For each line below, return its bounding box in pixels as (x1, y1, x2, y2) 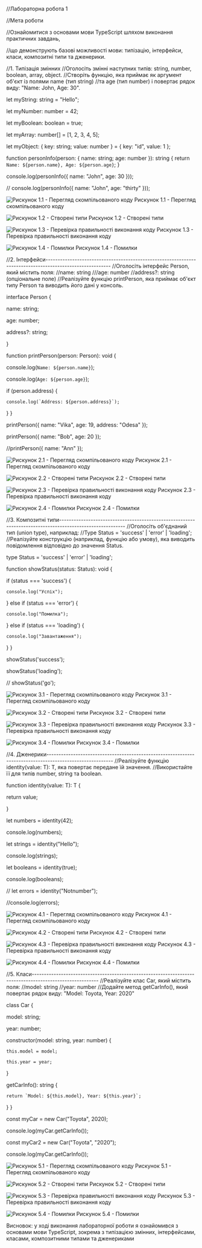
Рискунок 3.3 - (157, 721, 196, 728)
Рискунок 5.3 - (157, 1192, 195, 1199)
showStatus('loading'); (6, 668, 63, 674)
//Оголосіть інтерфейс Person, (112, 263, 190, 269)
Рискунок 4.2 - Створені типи (89, 929, 166, 936)
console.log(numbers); (6, 829, 63, 836)
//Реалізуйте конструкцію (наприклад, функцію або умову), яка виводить (6, 536, 195, 542)
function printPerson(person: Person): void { (6, 352, 116, 359)
